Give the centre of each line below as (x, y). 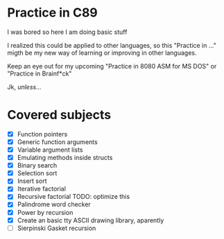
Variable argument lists (50, 150)
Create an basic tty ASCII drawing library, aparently (91, 220)
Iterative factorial (41, 189)
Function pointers (42, 134)
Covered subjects (59, 115)
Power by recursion (45, 212)
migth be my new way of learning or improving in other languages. (102, 53)
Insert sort (32, 181)
